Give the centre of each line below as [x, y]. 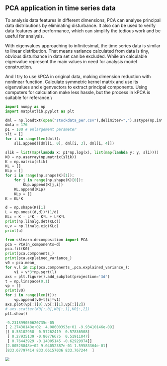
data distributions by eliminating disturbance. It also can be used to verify [80, 25]
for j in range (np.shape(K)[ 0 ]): [49, 180]
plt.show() [16, 314]
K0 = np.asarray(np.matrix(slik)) [41, 157]
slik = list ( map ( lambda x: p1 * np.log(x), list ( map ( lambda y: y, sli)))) [82, 152]
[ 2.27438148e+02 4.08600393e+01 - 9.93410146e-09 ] [60, 327]
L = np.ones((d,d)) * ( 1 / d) [32, 212]
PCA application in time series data [60, 8]
